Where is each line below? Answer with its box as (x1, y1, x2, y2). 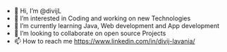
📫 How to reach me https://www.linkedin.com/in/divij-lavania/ (13, 37, 195, 45)
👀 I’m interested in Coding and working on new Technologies (13, 14, 191, 22)
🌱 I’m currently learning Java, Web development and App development (13, 22, 220, 30)
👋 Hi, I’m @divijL (13, 7, 62, 15)
